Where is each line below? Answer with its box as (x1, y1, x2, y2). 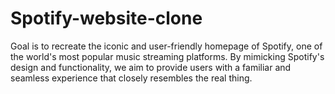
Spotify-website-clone (10, 7, 203, 30)
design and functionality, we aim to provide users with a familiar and (10, 61, 292, 73)
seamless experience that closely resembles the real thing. (10, 72, 253, 84)
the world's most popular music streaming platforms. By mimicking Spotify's (10, 50, 325, 62)
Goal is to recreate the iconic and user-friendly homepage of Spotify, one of (10, 40, 323, 52)
